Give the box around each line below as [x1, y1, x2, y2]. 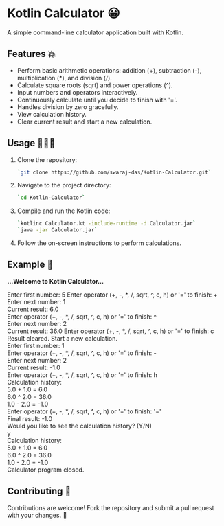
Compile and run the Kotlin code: [16, 207, 111, 215]
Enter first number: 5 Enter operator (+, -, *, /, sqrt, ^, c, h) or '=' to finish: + [7, 290, 218, 299]
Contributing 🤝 [7, 485, 71, 497]
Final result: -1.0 [7, 414, 53, 422]
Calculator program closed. [7, 466, 85, 474]
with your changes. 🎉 [7, 511, 67, 519]
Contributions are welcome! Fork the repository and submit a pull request [7, 503, 214, 512]
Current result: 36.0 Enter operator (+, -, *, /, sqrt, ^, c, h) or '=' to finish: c [7, 327, 214, 335]
